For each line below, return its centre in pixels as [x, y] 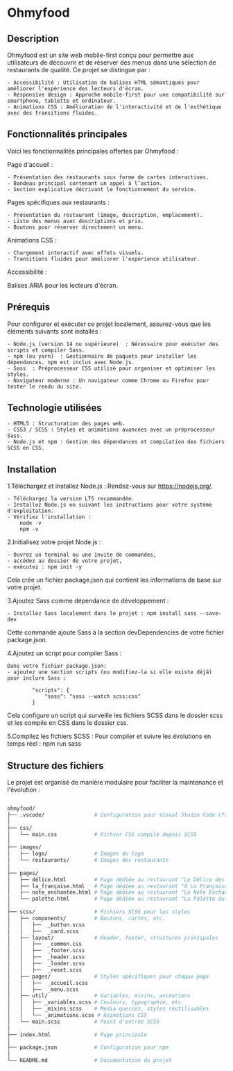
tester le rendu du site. [44, 386]
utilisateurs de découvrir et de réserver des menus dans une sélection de [112, 63]
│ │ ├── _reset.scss [44, 970]
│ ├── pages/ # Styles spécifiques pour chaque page [108, 976]
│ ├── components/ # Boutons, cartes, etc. [87, 918]
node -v [31, 523]
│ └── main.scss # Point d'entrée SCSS [83, 1022]
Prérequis [29, 307]
